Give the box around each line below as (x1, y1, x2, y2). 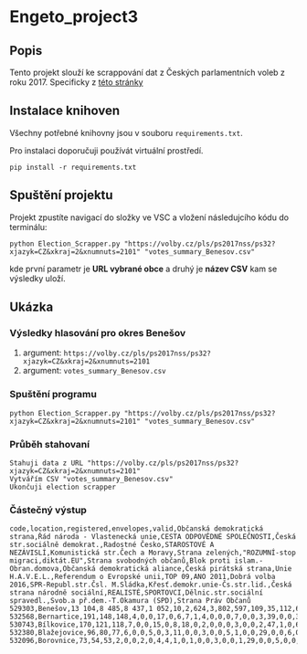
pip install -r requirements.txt (9, 163, 137, 172)
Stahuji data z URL (9, 459, 84, 468)
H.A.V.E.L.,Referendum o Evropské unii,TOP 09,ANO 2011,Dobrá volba (9, 573, 276, 582)
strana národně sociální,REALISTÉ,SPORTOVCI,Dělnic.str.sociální (9, 588, 263, 597)
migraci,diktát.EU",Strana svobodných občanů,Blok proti (9, 556, 231, 565)
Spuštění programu (9, 388, 98, 401)
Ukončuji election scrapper (9, 482, 117, 491)
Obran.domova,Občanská (9, 564, 96, 574)
